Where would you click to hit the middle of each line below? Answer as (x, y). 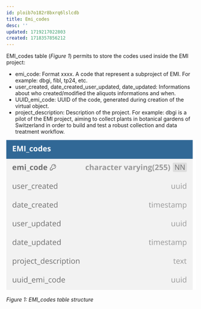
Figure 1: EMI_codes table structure (50, 300)
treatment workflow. (40, 132)
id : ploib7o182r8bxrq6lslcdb (43, 13)
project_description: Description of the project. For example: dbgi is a (101, 113)
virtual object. (32, 106)
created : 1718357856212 (36, 38)
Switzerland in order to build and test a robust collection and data (96, 125)
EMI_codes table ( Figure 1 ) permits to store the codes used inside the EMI (97, 56)
